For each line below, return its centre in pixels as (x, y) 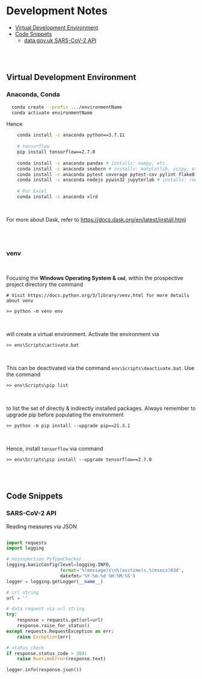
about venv (20, 301)
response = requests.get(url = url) (60, 620)
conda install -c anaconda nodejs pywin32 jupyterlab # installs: (102, 180)
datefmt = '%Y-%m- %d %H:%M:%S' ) (98, 576)
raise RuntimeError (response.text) (62, 659)
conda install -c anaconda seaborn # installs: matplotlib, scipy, (103, 169)
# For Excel (32, 191)
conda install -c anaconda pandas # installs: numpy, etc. (93, 163)
